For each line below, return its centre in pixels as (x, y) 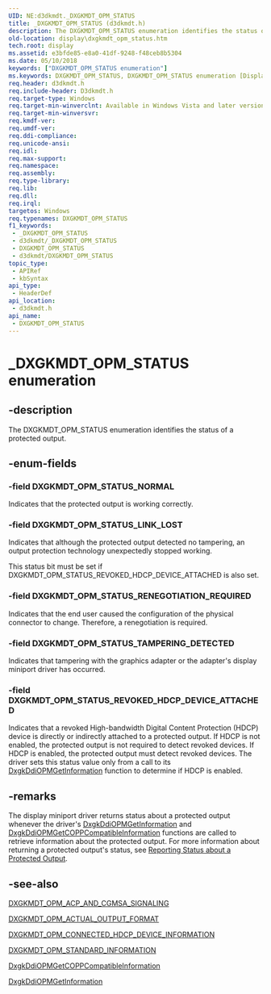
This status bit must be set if (56, 566)
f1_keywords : (30, 226)
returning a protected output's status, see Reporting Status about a (120, 850)
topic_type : (28, 263)
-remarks (32, 796)
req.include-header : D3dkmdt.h (61, 91)
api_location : (32, 301)
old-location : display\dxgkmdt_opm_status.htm (88, 38)
